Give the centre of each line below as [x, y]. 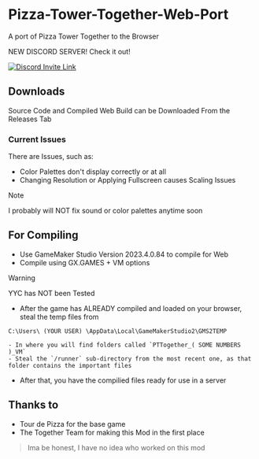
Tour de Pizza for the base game [72, 424]
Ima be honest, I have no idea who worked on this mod [116, 447]
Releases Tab [30, 119]
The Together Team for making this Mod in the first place [112, 432]
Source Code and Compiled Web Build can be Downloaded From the [119, 110]
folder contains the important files [70, 365]
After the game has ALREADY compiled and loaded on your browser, [131, 308]
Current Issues [37, 139]
